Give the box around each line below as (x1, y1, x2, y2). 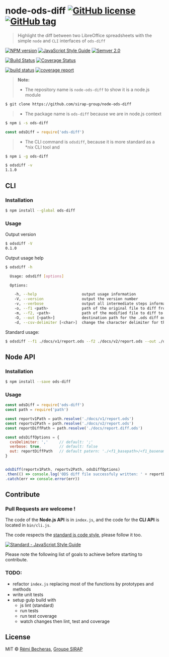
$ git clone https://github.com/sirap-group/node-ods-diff (5, 101, 132, 107)
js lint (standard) (20, 602, 54, 608)
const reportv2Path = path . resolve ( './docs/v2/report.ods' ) (5, 421, 134, 426)
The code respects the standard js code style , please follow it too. (5, 532, 142, 538)
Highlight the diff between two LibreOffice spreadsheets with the (17, 32, 152, 38)
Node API (5, 352, 35, 361)
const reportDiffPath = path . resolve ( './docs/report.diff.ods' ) (5, 425, 143, 430)
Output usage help (5, 255, 44, 261)
